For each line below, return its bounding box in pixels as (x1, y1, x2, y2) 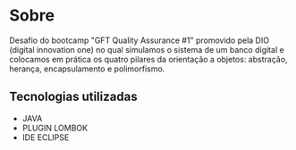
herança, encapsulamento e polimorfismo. (9, 63, 165, 74)
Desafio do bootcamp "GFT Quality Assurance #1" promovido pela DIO (9, 35, 270, 46)
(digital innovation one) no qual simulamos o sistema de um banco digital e (9, 44, 284, 54)
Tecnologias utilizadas (9, 89, 138, 104)
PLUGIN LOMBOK (21, 122, 88, 133)
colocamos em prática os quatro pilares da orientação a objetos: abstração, (9, 54, 288, 64)
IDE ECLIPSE (21, 131, 70, 143)
